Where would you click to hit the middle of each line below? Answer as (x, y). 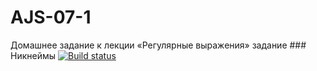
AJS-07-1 (51, 17)
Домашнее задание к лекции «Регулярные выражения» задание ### (158, 45)
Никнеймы (33, 55)
